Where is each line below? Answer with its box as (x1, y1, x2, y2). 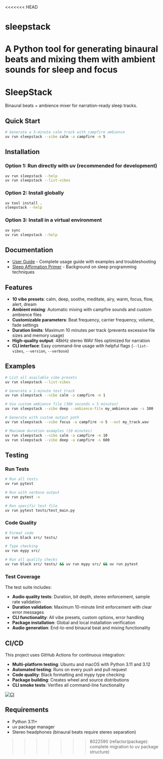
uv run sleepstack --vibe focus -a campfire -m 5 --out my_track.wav (5, 419, 149, 424)
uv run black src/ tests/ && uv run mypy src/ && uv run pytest (5, 562, 138, 567)
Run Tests (5, 465, 29, 472)
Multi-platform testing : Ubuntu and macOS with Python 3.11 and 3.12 (12, 661, 151, 667)
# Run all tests (5, 477, 38, 482)
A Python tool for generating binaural (5, 43, 158, 55)
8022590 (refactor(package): (90, 739, 149, 744)
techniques (12, 269, 35, 275)
